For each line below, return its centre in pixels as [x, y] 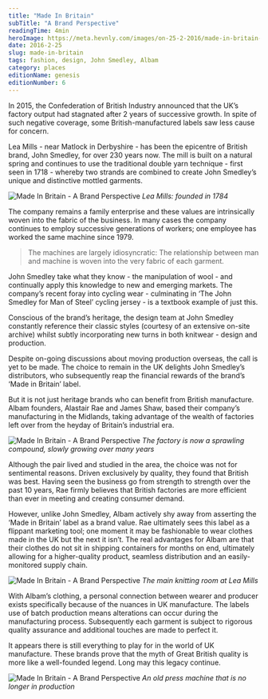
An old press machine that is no [195, 677]
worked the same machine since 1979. [71, 237]
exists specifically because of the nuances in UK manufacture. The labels [129, 604]
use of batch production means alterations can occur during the [113, 613]
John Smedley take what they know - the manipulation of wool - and [120, 276]
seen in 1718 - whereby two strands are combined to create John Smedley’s [132, 172]
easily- [239, 556]
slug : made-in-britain [46, 53]
